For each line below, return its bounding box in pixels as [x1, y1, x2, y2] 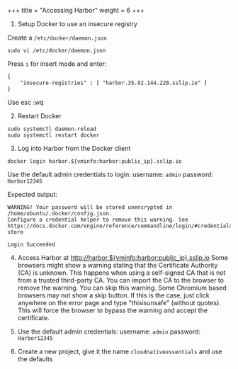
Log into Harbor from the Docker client [17, 144, 131, 152]
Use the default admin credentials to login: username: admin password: [7, 170, 214, 178]
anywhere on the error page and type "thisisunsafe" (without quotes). [17, 299, 222, 307]
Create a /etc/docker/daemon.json [7, 33, 108, 42]
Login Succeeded [7, 241, 55, 248]
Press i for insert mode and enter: [7, 59, 107, 68]
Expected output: [7, 191, 58, 198]
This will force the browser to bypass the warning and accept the [17, 306, 208, 314]
